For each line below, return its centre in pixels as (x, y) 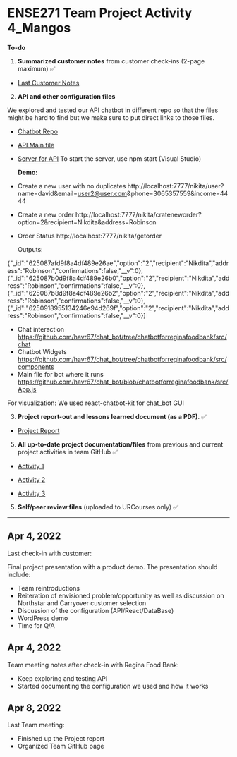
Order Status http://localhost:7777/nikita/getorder (90, 236)
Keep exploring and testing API (62, 678)
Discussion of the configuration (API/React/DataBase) (96, 610)
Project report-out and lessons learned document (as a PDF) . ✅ (112, 416)
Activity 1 (31, 466)
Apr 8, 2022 (34, 708)
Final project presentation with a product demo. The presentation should (113, 567)
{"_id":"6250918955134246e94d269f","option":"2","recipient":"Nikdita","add (118, 308)
